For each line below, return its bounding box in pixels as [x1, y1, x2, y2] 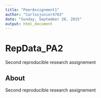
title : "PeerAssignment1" [5, 7, 59, 12]
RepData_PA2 [5, 43, 64, 54]
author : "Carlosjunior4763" [5, 12, 64, 17]
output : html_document [5, 21, 53, 26]
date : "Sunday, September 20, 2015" [5, 16, 82, 21]
